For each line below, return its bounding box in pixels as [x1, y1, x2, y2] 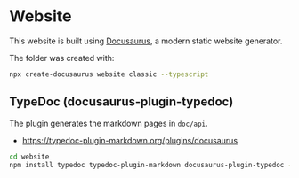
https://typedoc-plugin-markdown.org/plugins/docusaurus [21, 135, 238, 145]
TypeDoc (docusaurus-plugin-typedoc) [9, 95, 234, 110]
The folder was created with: [9, 52, 115, 63]
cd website [9, 152, 50, 161]
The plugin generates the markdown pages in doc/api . [9, 118, 208, 128]
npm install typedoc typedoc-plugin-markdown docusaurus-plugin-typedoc [9, 160, 285, 169]
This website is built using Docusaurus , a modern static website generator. [9, 35, 283, 46]
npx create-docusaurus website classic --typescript [9, 69, 209, 79]
